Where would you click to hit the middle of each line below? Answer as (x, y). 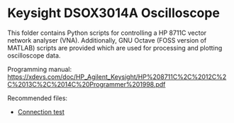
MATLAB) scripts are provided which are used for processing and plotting (115, 48)
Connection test (41, 112)
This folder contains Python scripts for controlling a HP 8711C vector (107, 33)
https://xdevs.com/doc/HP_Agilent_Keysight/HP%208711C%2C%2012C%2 (117, 77)
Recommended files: (38, 98)
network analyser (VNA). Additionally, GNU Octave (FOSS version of (107, 40)
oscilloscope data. (34, 55)
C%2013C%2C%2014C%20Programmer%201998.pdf (87, 84)
